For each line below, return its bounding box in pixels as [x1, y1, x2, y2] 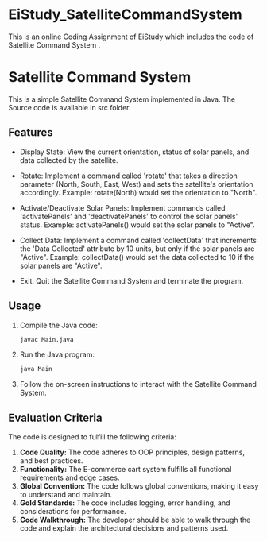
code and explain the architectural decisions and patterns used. [19, 524, 229, 533]
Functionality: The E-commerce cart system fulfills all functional [19, 465, 232, 474]
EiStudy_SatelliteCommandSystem [8, 6, 242, 24]
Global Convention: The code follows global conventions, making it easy [19, 481, 259, 491]
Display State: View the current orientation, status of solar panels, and [19, 147, 250, 157]
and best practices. [19, 456, 83, 466]
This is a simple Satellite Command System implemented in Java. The [8, 94, 236, 104]
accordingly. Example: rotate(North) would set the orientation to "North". [19, 187, 257, 197]
